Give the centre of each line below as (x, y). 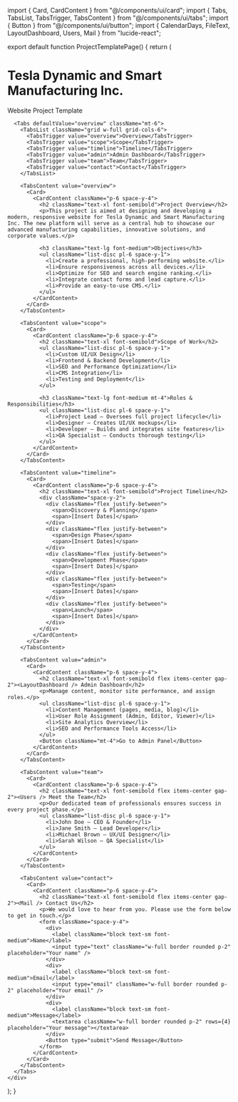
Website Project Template (45, 110)
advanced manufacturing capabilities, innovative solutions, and (106, 230)
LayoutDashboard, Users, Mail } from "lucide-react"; (84, 33)
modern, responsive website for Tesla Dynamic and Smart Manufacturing (116, 217)
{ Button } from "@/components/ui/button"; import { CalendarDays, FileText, (119, 25)
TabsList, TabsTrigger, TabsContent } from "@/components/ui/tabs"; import (118, 18)
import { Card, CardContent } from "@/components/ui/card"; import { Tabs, (118, 10)
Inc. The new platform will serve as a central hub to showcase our (111, 223)
